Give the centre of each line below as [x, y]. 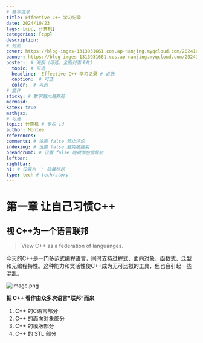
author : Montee [25, 130]
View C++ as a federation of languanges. [72, 246]
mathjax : [17, 113]
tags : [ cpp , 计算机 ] [31, 29]
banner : [16, 57]
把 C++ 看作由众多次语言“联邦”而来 [50, 298]
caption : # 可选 [33, 79]
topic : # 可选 [28, 68]
